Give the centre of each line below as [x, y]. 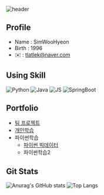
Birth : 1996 [28, 48]
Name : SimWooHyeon [42, 42]
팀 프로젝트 [27, 123]
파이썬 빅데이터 [41, 145]
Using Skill [26, 76]
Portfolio [22, 108]
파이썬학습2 [37, 153]
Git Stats [22, 171]
